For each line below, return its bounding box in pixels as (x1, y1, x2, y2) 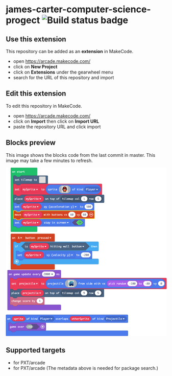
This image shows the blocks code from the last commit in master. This (6, 152, 156, 158)
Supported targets (6, 346, 66, 355)
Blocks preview (6, 138, 56, 147)
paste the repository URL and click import (13, 124, 101, 130)
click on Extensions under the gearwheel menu (13, 69, 114, 75)
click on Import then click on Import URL (13, 118, 100, 124)
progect (6, 14, 40, 26)
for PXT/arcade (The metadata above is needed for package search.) (13, 365, 159, 371)
